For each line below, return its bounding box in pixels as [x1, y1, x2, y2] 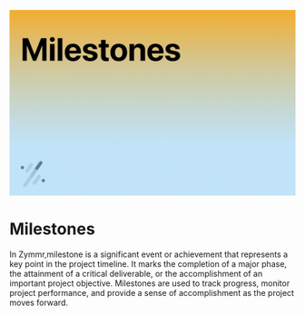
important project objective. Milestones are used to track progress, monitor [9, 278, 290, 289]
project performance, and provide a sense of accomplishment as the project [9, 288, 295, 299]
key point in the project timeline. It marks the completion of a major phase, [9, 259, 288, 270]
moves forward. [9, 297, 68, 309]
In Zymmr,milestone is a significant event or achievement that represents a [9, 249, 289, 260]
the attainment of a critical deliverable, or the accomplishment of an [9, 269, 263, 280]
